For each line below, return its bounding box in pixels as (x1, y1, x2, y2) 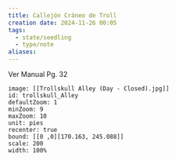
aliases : (8, 48, 37, 56)
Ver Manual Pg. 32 (8, 70, 68, 79)
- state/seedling (15, 33, 72, 42)
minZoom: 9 (8, 105, 44, 113)
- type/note (15, 41, 55, 49)
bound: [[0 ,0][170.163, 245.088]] (8, 133, 124, 141)
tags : (8, 26, 26, 34)
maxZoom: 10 (8, 112, 47, 120)
